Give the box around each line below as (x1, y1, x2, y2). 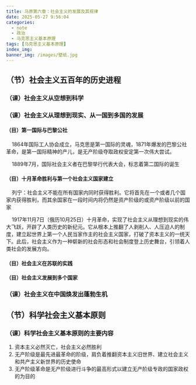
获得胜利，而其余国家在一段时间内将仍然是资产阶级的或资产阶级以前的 (16, 196, 185, 203)
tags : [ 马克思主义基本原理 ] (6, 41, 66, 47)
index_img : (6, 47, 33, 53)
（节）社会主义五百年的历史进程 (6, 75, 121, 85)
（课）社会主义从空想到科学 (6, 94, 84, 102)
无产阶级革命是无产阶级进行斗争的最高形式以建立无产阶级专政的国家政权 (14, 366, 188, 373)
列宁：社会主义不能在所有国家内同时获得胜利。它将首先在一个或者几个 (11, 189, 181, 196)
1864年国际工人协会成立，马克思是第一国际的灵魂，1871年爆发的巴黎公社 (11, 141, 187, 148)
